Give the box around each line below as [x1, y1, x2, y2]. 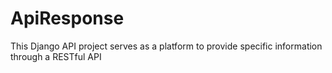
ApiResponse [10, 7, 125, 30]
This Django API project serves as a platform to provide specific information [10, 40, 323, 52]
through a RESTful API [10, 50, 102, 62]
